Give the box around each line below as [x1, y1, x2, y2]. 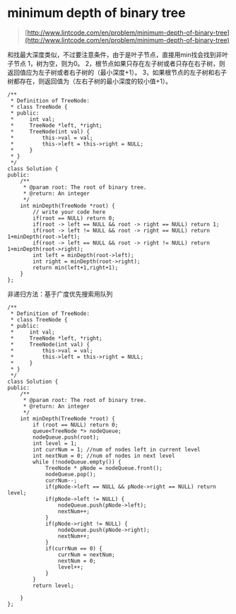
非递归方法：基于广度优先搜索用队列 [7, 290, 113, 298]
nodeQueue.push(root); [33, 433, 100, 441]
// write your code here [33, 208, 106, 216]
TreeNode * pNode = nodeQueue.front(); [45, 464, 163, 471]
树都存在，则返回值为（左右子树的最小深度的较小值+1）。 [7, 76, 172, 85]
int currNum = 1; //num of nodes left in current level [33, 446, 201, 453]
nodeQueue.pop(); [45, 471, 97, 478]
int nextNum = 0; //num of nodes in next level [33, 452, 175, 459]
